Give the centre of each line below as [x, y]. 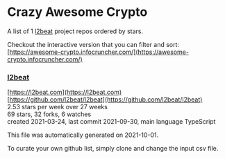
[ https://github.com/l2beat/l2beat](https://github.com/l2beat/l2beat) [105, 100]
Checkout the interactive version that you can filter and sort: [93, 44]
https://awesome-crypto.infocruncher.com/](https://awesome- [99, 52]
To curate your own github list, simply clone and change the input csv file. [113, 149]
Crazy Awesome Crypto [77, 12]
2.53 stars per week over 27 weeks [57, 107]
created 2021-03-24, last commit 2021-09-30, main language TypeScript [111, 122]
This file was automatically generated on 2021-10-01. [83, 135]
